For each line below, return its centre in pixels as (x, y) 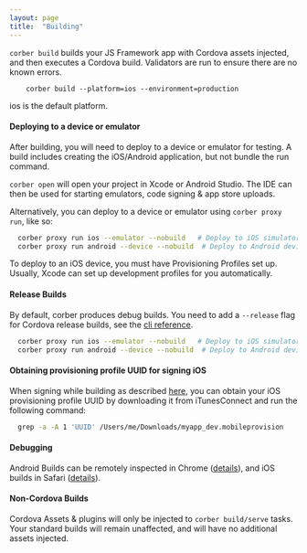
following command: (48, 410)
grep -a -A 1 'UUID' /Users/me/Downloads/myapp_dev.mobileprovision (151, 427)
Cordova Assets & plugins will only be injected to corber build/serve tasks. (152, 518)
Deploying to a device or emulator (75, 127)
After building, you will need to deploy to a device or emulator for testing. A (151, 146)
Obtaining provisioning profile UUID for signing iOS (108, 370)
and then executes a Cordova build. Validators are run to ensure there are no (153, 62)
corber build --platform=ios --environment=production (132, 89)
